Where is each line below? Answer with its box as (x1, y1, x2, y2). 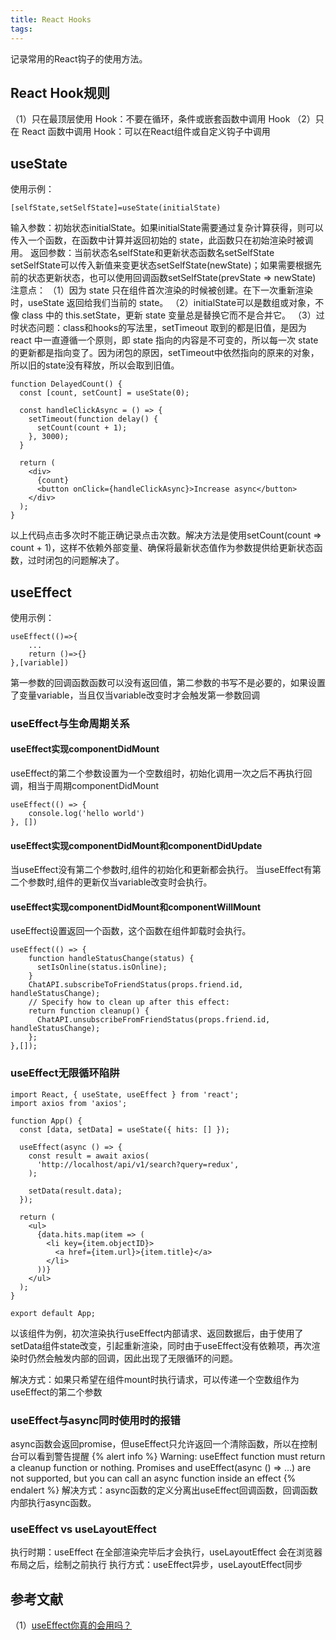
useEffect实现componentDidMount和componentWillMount (10, 901, 262, 913)
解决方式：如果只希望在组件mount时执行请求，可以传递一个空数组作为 (10, 1373, 300, 1385)
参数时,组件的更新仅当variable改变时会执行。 (27, 876, 213, 888)
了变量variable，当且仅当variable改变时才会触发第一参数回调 (10, 689, 260, 701)
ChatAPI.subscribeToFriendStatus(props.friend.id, (28, 980, 244, 990)
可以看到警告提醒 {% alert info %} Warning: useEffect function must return (18, 1451, 326, 1463)
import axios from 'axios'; (10, 1098, 128, 1108)
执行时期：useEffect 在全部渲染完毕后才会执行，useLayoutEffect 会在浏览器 (10, 1546, 323, 1558)
